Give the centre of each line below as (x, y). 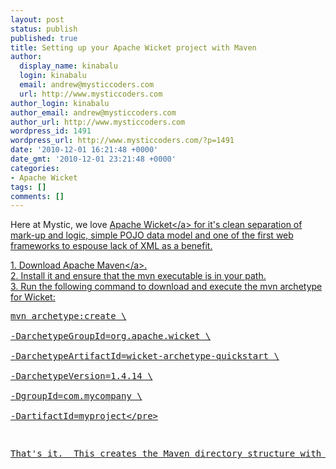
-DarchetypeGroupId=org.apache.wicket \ (111, 336)
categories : (35, 168)
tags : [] (28, 187)
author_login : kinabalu (60, 103)
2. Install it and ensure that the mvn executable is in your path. (138, 276)
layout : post (37, 19)
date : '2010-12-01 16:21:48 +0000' (84, 150)
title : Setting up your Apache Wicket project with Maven (133, 47)
